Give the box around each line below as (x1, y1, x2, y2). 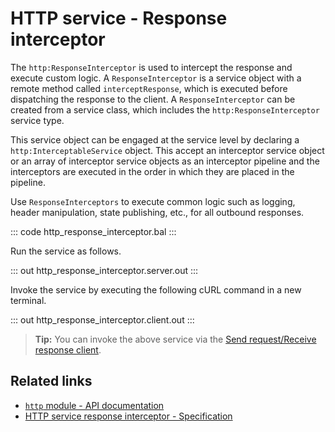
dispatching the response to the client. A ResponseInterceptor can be (10, 93, 296, 105)
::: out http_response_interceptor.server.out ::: (10, 264, 199, 276)
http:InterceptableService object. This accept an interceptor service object (10, 144, 325, 156)
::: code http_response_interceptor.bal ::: (10, 225, 177, 237)
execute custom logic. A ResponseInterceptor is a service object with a (10, 72, 302, 84)
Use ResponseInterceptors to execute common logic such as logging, (10, 195, 296, 207)
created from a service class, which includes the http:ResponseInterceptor (10, 103, 320, 116)
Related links (10, 373, 93, 390)
